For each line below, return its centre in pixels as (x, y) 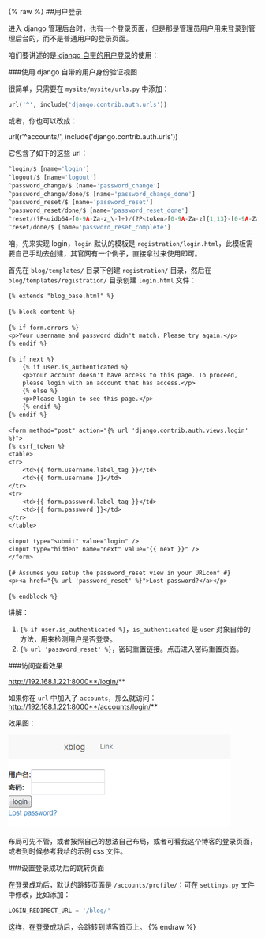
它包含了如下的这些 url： (48, 153)
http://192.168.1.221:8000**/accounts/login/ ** (83, 706)
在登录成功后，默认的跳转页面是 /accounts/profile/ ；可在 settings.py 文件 (131, 884)
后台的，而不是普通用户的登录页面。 (73, 38)
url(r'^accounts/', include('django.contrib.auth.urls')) (93, 136)
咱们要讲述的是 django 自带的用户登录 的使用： (84, 55)
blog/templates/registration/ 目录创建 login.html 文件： (103, 280)
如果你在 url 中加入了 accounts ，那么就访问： (82, 698)
